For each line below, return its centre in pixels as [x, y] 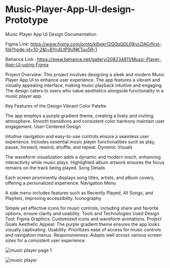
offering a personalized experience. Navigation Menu [61, 183]
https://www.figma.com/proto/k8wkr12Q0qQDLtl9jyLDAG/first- [96, 44]
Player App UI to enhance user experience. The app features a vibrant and [83, 80]
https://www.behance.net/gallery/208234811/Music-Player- [99, 59]
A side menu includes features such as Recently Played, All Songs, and [79, 193]
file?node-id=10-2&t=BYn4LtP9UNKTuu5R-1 [51, 49]
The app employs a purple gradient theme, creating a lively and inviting [79, 116]
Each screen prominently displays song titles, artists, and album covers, [80, 177]
